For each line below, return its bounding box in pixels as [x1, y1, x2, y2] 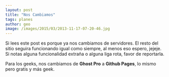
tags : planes [5, 17, 33, 22]
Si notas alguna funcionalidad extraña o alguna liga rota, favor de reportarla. [5, 51, 164, 57]
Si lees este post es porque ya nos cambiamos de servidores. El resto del [5, 40, 159, 46]
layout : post [5, 7, 33, 13]
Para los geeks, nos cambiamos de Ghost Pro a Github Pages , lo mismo [5, 61, 156, 67]
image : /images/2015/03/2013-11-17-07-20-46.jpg [5, 26, 110, 31]
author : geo [5, 21, 30, 27]
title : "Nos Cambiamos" [5, 12, 56, 17]
